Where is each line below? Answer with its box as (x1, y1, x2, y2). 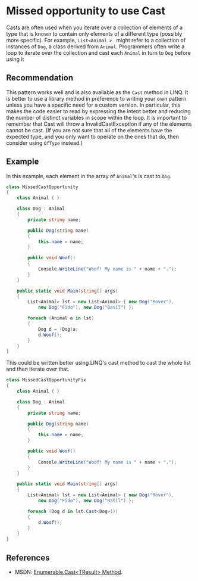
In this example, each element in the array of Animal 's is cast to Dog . (6, 172, 172, 179)
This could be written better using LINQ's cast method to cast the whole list (6, 359, 191, 366)
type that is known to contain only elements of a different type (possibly (6, 30, 183, 37)
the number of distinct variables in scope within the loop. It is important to (6, 114, 187, 121)
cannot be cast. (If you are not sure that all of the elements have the (6, 126, 172, 133)
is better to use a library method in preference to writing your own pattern (6, 95, 187, 102)
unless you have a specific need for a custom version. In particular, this (6, 101, 181, 108)
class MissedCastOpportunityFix (6, 377, 86, 383)
